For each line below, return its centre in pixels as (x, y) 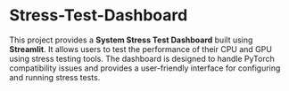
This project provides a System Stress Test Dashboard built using (131, 40)
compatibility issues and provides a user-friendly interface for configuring (145, 68)
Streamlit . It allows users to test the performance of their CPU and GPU (140, 49)
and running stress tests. (55, 77)
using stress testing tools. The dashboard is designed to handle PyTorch (142, 58)
